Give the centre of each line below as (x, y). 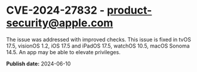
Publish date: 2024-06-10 (39, 64)
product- (130, 10)
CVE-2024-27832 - (56, 10)
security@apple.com (60, 23)
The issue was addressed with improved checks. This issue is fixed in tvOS (98, 39)
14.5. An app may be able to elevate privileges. (63, 52)
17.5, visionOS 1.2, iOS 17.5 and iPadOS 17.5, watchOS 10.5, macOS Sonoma (98, 46)
